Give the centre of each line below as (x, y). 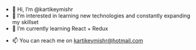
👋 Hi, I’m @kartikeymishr (43, 9)
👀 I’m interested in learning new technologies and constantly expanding (101, 16)
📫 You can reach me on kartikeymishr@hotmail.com (77, 40)
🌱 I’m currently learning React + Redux (60, 28)
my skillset (25, 22)
